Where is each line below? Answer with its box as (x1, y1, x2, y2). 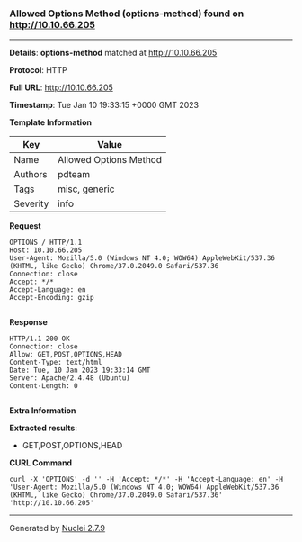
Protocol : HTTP (9, 65, 67, 76)
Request (9, 221, 42, 231)
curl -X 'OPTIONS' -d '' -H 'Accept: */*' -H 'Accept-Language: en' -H (9, 475, 283, 484)
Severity (13, 197, 49, 210)
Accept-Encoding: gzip (9, 294, 94, 303)
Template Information (9, 117, 93, 128)
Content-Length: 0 (9, 382, 78, 391)
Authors (13, 168, 48, 181)
